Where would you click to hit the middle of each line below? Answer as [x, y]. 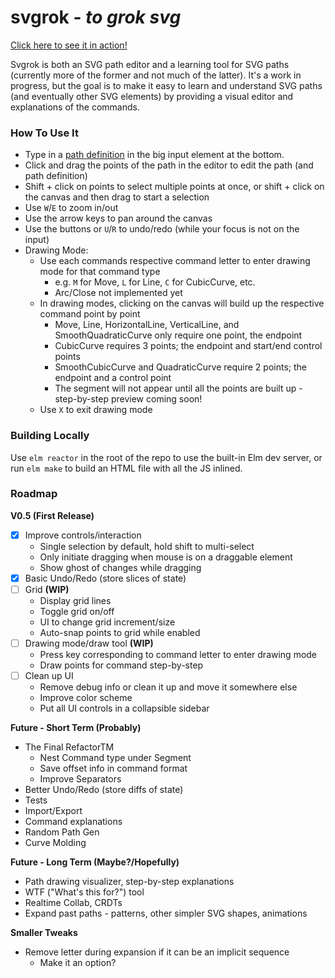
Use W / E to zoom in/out [71, 208]
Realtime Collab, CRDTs [73, 903]
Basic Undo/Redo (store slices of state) [105, 578]
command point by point [90, 314]
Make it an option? [78, 963]
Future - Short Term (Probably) [76, 728]
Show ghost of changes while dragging [120, 567]
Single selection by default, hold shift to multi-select [147, 546]
